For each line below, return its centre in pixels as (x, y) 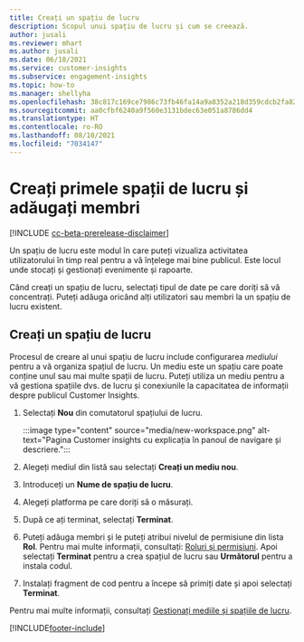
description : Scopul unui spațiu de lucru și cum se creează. (129, 26)
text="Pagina (47, 439)
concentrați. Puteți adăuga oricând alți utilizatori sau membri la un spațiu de (150, 297)
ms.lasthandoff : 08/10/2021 (62, 136)
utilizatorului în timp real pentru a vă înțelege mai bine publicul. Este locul (145, 260)
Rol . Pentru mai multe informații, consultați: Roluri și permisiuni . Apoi (150, 546)
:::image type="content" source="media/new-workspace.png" (139, 430)
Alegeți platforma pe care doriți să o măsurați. (108, 502)
